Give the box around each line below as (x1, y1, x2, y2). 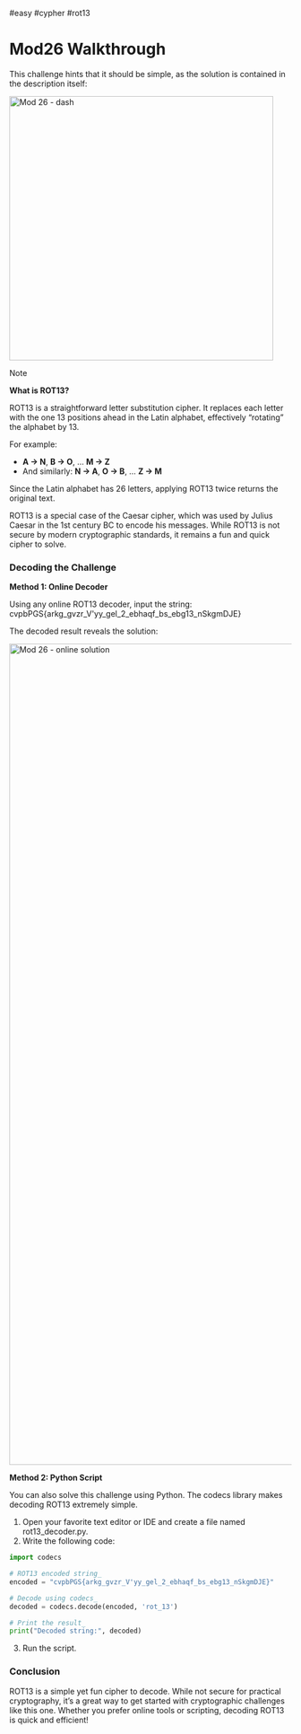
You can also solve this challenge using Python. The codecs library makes (9, 1490, 283, 1501)
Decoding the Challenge (9, 561, 116, 574)
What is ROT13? (9, 385, 70, 396)
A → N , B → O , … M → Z (21, 456, 110, 467)
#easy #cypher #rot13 (9, 8, 91, 18)
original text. (9, 493, 56, 504)
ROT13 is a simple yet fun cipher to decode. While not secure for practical (9, 1686, 281, 1696)
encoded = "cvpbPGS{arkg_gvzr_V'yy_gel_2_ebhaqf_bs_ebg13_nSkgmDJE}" (9, 1577, 275, 1587)
